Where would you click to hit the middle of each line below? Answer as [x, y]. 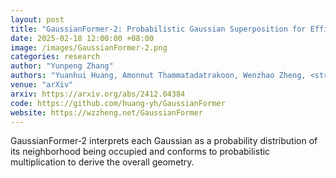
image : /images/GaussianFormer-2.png [89, 47]
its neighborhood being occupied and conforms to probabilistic [140, 152]
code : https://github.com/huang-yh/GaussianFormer [118, 103]
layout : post [37, 19]
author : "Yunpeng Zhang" [62, 66]
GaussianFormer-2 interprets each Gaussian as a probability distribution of [164, 141]
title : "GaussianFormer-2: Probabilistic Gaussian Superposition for [158, 29]
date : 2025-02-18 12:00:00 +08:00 [82, 38]
